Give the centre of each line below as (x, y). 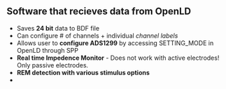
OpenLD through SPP (47, 50)
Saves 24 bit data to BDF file (58, 28)
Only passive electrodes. (52, 65)
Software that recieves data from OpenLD (99, 11)
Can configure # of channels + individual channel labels (97, 35)
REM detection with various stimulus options (83, 72)
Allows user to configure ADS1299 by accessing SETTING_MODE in (115, 43)
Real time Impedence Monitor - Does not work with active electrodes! (118, 58)
